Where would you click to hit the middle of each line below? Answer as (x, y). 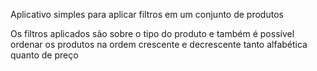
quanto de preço (44, 55)
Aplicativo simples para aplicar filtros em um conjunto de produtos (147, 14)
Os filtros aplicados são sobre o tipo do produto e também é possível (152, 33)
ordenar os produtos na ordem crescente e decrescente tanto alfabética (159, 44)
